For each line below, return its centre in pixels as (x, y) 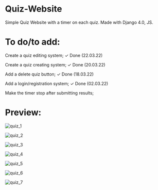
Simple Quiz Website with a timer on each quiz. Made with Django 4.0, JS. (79, 22)
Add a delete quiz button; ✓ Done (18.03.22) (49, 74)
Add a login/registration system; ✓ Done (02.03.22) (57, 83)
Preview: (23, 113)
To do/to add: (33, 42)
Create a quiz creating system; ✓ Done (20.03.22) (55, 64)
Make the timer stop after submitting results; (49, 93)
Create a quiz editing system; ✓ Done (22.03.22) (54, 55)
